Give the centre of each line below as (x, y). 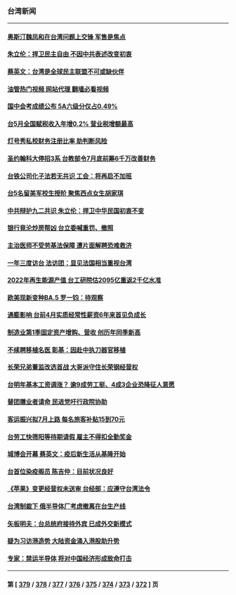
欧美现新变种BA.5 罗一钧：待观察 (55, 297)
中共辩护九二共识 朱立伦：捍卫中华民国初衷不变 (76, 210)
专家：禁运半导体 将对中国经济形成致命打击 (70, 558)
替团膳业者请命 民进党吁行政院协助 (57, 402)
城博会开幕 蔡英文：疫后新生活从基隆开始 (67, 454)
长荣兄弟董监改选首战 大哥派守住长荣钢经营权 (73, 367)
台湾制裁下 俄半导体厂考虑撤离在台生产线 (67, 506)
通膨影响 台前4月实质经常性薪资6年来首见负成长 (77, 315)
